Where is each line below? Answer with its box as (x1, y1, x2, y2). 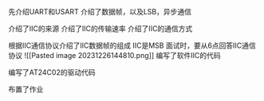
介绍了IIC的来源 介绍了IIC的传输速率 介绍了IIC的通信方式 (8, 24, 193, 33)
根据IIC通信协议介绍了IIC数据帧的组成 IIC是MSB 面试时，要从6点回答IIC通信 (8, 41, 257, 50)
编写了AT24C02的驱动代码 (8, 68, 96, 77)
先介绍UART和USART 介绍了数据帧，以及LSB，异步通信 (8, 7, 191, 16)
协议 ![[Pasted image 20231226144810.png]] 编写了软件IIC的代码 (8, 51, 221, 60)
